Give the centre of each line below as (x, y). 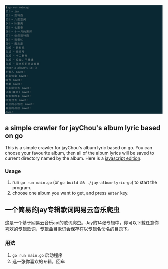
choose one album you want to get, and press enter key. (70, 193)
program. (22, 187)
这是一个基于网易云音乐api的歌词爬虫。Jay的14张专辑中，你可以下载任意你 (82, 223)
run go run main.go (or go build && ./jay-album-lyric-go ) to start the (85, 182)
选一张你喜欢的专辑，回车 (39, 261)
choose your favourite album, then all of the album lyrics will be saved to (80, 153)
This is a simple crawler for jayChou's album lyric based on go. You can (79, 148)
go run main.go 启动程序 (37, 255)
